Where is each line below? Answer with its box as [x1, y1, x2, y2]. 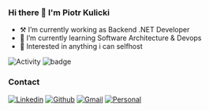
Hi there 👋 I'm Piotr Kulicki [8, 7, 110, 18]
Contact [8, 76, 40, 87]
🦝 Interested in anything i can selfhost [19, 42, 144, 51]
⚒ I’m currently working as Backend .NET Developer [19, 25, 190, 35]
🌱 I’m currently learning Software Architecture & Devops [19, 33, 203, 43]
